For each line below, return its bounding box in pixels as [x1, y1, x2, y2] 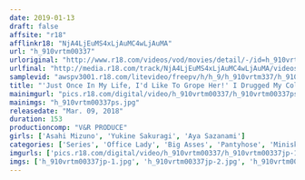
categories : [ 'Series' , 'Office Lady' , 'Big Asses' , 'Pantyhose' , [9, 140, 266, 149]
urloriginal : [9, 55, 59, 65]
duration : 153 [9, 115, 64, 124]
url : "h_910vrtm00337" [9, 47, 95, 56]
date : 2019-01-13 [9, 13, 75, 23]
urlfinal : [9, 65, 47, 74]
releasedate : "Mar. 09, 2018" [9, 106, 124, 115]
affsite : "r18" [9, 30, 67, 39]
